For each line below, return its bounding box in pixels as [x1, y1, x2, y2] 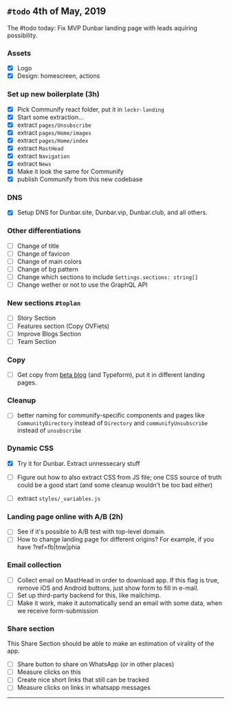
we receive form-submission [16, 606, 98, 615]
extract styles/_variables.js [16, 494, 101, 502]
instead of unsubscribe [16, 427, 82, 435]
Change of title [16, 241, 60, 250]
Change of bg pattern [16, 265, 79, 273]
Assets [7, 48, 32, 58]
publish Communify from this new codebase [16, 175, 143, 183]
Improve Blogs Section [16, 329, 81, 338]
